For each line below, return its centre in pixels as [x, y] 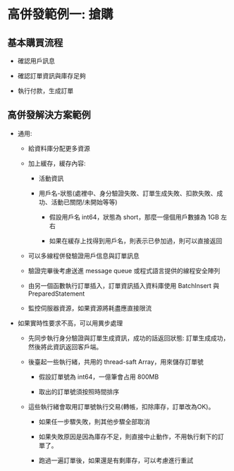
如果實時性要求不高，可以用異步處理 [70, 323]
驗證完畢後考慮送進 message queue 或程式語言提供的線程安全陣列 [124, 270]
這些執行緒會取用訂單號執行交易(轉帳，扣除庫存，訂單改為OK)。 [121, 406]
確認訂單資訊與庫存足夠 [51, 76]
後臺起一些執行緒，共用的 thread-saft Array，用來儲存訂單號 [116, 362]
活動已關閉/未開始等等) [84, 202]
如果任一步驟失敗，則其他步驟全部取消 [94, 421]
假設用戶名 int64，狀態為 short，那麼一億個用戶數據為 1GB [134, 217]
